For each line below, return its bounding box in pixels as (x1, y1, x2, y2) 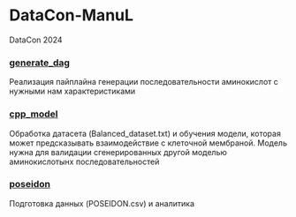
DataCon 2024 (9, 34, 64, 45)
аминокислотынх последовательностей (9, 156, 160, 167)
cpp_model (9, 108, 59, 120)
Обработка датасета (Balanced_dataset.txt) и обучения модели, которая (9, 128, 281, 138)
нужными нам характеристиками (9, 86, 136, 97)
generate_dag (9, 56, 71, 69)
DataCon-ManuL (9, 5, 134, 26)
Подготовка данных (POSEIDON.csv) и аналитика (9, 198, 195, 208)
